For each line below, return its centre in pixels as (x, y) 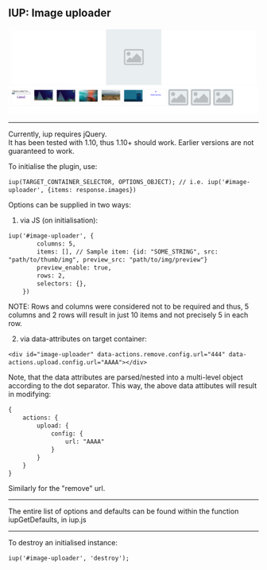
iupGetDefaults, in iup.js (47, 519)
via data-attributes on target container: (83, 339)
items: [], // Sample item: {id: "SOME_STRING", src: (128, 252)
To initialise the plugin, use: (53, 166)
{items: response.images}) (92, 190)
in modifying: (30, 394)
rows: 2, (51, 275)
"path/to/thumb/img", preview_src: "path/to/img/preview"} (108, 259)
